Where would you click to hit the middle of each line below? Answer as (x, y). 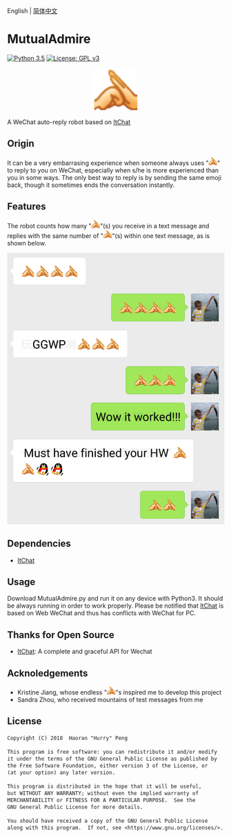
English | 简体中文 (32, 11)
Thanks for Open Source (61, 635)
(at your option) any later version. (61, 772)
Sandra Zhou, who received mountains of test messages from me (110, 699)
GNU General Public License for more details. (75, 807)
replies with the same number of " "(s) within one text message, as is (109, 236)
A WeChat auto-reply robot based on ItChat (69, 122)
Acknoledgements (48, 673)
